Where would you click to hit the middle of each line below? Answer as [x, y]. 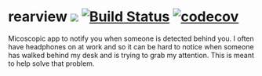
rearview [38, 17]
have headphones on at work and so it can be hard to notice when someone [131, 46]
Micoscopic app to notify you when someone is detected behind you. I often [131, 38]
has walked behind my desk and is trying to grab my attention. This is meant [131, 55]
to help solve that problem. [51, 63]
